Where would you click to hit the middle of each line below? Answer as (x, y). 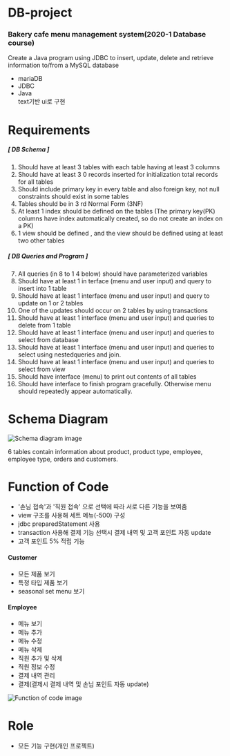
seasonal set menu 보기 (51, 591)
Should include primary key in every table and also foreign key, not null (118, 189)
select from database (48, 339)
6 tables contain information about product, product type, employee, (105, 451)
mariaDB (30, 79)
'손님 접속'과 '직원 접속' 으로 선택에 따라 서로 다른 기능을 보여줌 (102, 507)
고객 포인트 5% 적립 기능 (51, 541)
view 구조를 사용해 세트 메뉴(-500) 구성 (71, 516)
